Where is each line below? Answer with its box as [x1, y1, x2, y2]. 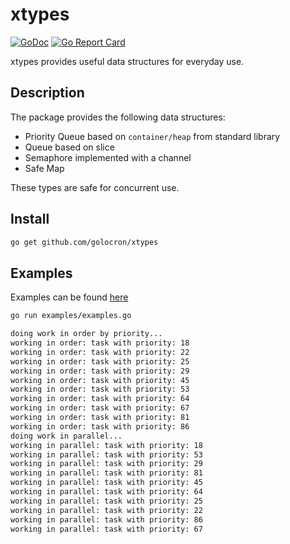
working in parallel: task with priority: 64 [10, 487, 203, 497]
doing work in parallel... [10, 431, 123, 441]
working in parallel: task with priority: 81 [10, 468, 203, 478]
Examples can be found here [10, 291, 129, 303]
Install [10, 211, 50, 228]
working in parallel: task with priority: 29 [10, 459, 203, 469]
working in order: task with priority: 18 [10, 338, 190, 348]
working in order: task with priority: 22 [10, 347, 190, 357]
